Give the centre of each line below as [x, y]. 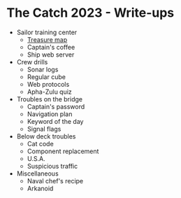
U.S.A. [36, 158]
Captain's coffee [51, 47]
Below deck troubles [46, 136]
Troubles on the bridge [50, 99]
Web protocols [48, 84]
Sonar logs [43, 69]
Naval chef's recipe [55, 181]
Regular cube [46, 77]
